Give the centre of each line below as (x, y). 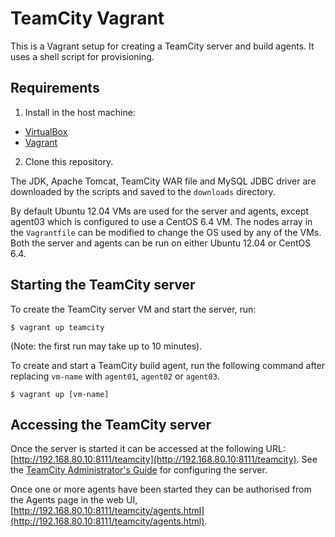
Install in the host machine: (80, 112)
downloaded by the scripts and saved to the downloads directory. (143, 191)
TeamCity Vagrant (87, 18)
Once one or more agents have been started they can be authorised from (161, 489)
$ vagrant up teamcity (57, 327)
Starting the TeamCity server (103, 285)
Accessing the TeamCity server (111, 424)
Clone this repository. (69, 161)
